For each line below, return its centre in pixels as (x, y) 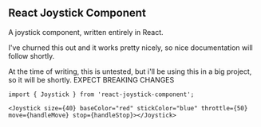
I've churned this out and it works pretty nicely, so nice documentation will (130, 48)
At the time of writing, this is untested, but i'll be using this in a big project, (130, 71)
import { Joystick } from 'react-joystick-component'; (101, 94)
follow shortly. (32, 56)
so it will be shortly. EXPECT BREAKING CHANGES (91, 79)
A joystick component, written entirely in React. (86, 32)
